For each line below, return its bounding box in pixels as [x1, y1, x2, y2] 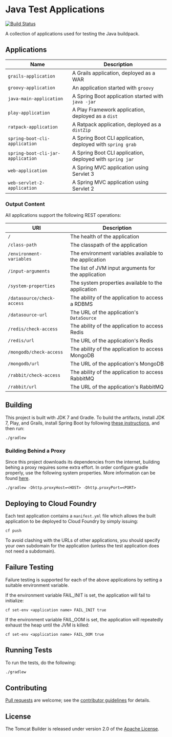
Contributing [5, 684, 47, 692]
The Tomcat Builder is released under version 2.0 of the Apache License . [5, 726, 160, 732]
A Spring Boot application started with [72, 93, 164, 100]
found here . [5, 475, 30, 482]
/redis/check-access [8, 326, 58, 332]
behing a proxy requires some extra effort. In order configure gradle [5, 464, 148, 471]
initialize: [5, 597, 24, 603]
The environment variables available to [70, 250, 163, 257]
